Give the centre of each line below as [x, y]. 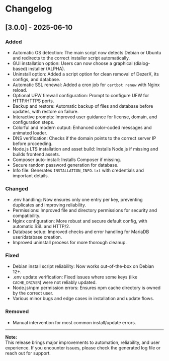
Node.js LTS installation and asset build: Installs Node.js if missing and [85, 149]
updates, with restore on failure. [46, 111]
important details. [31, 175]
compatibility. [26, 216]
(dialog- [142, 63]
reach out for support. [28, 353]
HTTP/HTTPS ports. [33, 101]
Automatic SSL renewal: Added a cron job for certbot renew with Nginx [86, 85]
